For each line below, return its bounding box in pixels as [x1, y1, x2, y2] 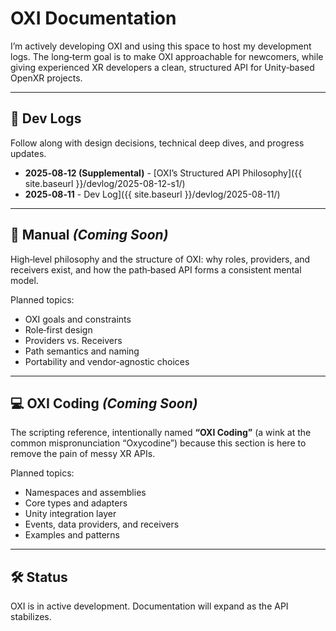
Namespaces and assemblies [24, 487, 147, 499]
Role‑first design [24, 323, 93, 336]
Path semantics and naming [24, 345, 140, 357]
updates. [10, 147, 47, 159]
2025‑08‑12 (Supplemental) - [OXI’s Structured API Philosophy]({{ [24, 167, 303, 179]
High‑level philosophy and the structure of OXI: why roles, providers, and [10, 253, 311, 265]
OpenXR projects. [10, 72, 83, 84]
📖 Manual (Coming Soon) [10, 227, 169, 244]
